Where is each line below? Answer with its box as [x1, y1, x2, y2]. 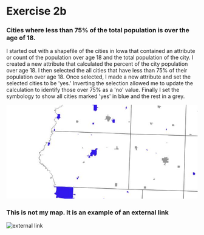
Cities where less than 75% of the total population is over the [6, 26, 189, 35]
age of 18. [6, 33, 36, 42]
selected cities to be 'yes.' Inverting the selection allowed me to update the [6, 80, 193, 87]
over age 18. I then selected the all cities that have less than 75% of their [6, 67, 188, 74]
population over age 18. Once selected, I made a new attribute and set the [6, 73, 191, 80]
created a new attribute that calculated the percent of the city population [6, 60, 188, 68]
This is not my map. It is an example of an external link [6, 208, 169, 217]
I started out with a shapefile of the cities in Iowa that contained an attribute [6, 47, 195, 55]
